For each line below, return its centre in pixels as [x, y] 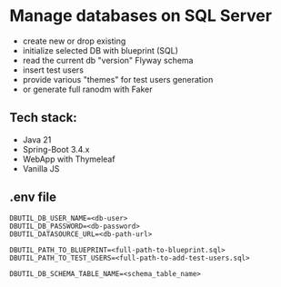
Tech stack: [43, 118]
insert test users [53, 70]
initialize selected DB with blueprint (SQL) [100, 50]
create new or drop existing [74, 41]
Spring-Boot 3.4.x [56, 149]
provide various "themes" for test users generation [118, 79]
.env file [33, 198]
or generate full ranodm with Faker [87, 89]
